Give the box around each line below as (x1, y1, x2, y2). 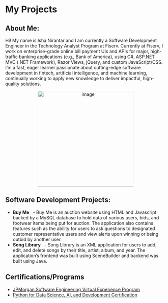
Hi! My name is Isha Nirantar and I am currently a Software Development (5, 37, 157, 43)
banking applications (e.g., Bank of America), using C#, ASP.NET (18, 54, 155, 60)
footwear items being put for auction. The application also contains (12, 220, 154, 226)
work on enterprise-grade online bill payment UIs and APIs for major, (5, 48, 150, 54)
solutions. (20, 81, 41, 87)
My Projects (5, 4, 58, 15)
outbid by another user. (12, 236, 62, 242)
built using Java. (12, 258, 47, 264)
